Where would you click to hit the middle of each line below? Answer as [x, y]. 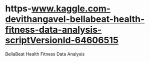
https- [18, 9]
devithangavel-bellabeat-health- [75, 19]
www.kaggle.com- [71, 9]
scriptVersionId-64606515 [62, 40]
